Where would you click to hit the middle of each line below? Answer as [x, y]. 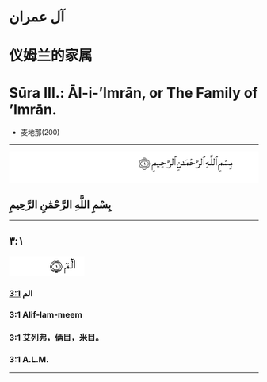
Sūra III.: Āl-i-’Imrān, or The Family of [133, 93]
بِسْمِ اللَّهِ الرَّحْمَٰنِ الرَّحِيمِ [60, 205]
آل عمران [37, 17]
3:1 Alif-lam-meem [46, 315]
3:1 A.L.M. [29, 360]
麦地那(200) [40, 133]
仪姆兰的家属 [51, 56]
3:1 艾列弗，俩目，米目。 [56, 338]
